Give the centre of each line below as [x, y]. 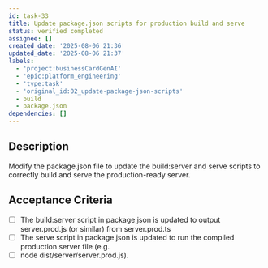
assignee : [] [30, 38]
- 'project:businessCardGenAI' [69, 69]
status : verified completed [56, 31]
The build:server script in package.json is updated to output [120, 219]
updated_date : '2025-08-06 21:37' [67, 53]
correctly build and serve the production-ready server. [99, 174]
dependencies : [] [38, 114]
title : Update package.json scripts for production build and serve [127, 23]
